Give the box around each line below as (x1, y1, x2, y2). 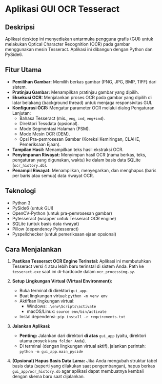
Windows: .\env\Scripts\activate (26, 303, 96, 309)
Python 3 (12, 200, 31, 205)
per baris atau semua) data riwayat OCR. (12, 173, 94, 179)
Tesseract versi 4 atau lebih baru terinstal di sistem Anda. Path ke (12, 263, 144, 269)
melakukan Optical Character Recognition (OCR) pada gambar (5, 41, 130, 47)
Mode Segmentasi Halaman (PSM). (19, 126, 90, 131)
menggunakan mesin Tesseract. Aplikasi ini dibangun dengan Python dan (5, 47, 153, 52)
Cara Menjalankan (5, 245, 62, 254)
